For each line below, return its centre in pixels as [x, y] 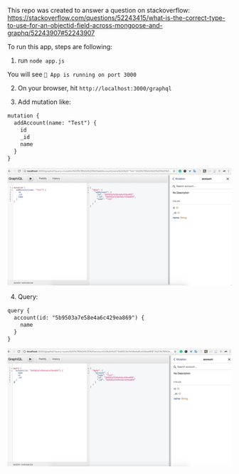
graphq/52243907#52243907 [51, 33]
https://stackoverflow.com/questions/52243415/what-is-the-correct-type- [116, 18]
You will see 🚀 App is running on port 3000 [72, 74]
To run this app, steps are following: [60, 47]
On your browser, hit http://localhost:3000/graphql [95, 88]
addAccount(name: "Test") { [55, 123]
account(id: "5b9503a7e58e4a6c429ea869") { [79, 318]
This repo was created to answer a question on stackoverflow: [99, 10]
